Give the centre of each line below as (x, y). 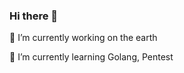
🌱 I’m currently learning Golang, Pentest (91, 57)
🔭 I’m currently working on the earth (83, 38)
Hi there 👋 (34, 16)
